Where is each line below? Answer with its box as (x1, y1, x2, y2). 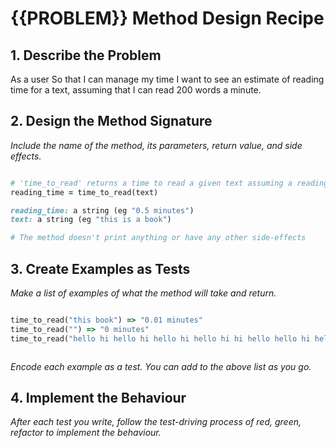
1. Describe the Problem (10, 47, 162, 64)
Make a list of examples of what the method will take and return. (10, 287, 277, 299)
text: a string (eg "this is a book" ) (10, 215, 172, 225)
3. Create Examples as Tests (10, 260, 191, 277)
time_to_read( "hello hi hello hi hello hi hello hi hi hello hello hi (10, 333, 311, 344)
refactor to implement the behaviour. (10, 427, 162, 439)
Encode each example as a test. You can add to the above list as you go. (10, 360, 312, 372)
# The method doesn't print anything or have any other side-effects (10, 233, 307, 243)
